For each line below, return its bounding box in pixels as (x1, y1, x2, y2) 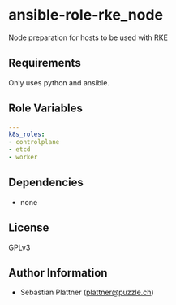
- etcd (8, 146, 31, 154)
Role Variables (8, 102, 83, 115)
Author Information (8, 266, 108, 280)
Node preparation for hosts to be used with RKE (8, 33, 169, 42)
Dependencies (8, 176, 84, 190)
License (8, 221, 49, 235)
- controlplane (8, 138, 60, 146)
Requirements (8, 56, 81, 70)
